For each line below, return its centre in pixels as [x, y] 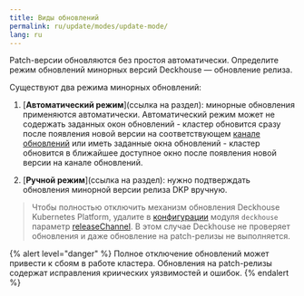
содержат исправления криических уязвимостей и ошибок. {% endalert [149, 273]
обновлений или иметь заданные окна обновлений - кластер [141, 143]
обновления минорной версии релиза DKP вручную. [125, 190]
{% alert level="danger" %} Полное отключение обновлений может [139, 253]
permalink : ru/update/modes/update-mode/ [89, 26]
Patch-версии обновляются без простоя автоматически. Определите [144, 61]
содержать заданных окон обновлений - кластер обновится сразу [152, 124]
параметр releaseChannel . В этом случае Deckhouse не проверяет [161, 226]
